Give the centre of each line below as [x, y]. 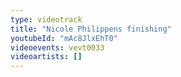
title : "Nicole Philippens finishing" [91, 29]
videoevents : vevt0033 [57, 47]
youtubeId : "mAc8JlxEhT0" [64, 38]
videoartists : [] [46, 57]
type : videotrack [46, 19]
